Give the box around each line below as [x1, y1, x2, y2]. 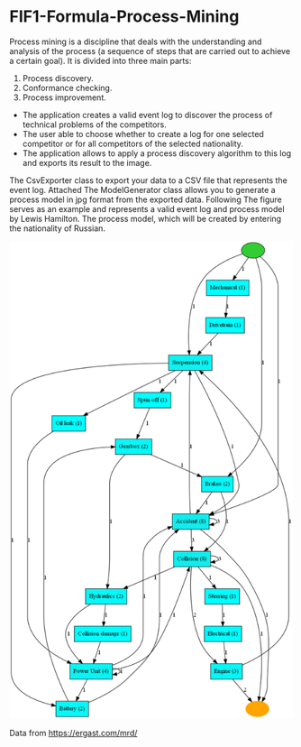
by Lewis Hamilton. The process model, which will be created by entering [9, 213, 282, 224]
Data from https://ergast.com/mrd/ [9, 728, 138, 739]
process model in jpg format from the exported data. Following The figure [9, 194, 282, 205]
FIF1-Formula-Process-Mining [9, 6, 240, 27]
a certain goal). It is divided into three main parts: [9, 55, 192, 66]
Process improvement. [22, 92, 106, 103]
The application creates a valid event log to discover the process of [22, 109, 273, 120]
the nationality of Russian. [9, 223, 106, 234]
